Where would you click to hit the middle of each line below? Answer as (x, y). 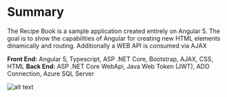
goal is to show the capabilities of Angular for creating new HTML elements (114, 38)
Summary (35, 12)
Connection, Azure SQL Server (51, 74)
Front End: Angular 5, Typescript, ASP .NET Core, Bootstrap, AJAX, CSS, (110, 58)
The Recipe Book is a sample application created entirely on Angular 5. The (113, 31)
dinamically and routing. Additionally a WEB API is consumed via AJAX (107, 45)
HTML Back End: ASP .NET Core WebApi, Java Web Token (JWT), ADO (108, 66)
